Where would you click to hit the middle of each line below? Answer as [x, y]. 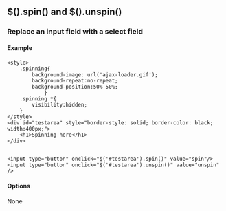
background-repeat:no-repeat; [75, 80]
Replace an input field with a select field [75, 32]
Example [20, 47]
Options [19, 186]
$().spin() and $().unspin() [65, 12]
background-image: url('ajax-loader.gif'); [95, 75]
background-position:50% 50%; [75, 87]
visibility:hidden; [60, 104]
